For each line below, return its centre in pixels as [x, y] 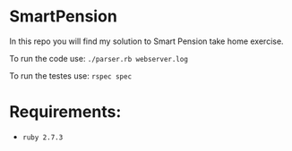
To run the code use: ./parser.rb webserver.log [99, 58]
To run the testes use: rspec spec [71, 75]
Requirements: [65, 112]
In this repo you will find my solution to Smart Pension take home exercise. [146, 41]
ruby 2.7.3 [43, 137]
